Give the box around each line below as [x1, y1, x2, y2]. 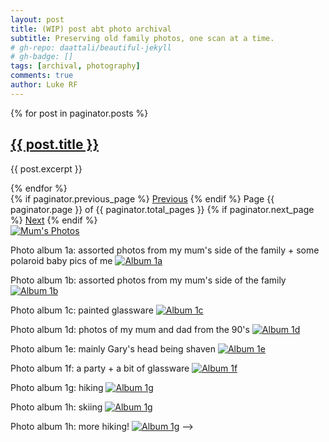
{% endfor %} [10, 182, 68, 194]
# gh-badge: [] [10, 52, 74, 62]
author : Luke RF [10, 80, 78, 90]
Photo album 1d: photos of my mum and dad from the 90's [10, 323, 250, 335]
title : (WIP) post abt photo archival [10, 24, 172, 34]
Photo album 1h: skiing [10, 401, 103, 413]
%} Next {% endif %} [10, 214, 98, 226]
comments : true [10, 71, 74, 81]
